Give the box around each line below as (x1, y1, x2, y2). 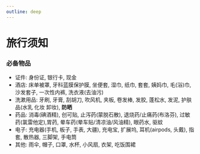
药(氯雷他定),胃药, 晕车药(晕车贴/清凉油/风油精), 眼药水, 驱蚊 (14, 119, 163, 126)
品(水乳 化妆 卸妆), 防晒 (14, 104, 72, 111)
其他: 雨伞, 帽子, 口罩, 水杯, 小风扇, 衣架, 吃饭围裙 (14, 141, 136, 148)
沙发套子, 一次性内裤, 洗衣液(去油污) (14, 89, 104, 96)
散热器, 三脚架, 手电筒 (23, 134, 77, 141)
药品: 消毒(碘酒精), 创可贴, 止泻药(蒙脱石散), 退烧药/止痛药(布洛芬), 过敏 (14, 111, 190, 118)
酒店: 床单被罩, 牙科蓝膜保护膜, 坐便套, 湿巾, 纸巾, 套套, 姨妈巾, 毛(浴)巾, (14, 81, 192, 88)
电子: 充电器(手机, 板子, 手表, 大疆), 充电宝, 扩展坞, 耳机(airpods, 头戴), (14, 126, 187, 133)
